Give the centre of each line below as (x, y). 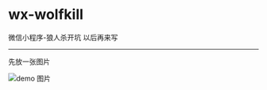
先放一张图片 (29, 62)
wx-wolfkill (46, 15)
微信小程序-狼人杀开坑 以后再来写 (63, 37)
